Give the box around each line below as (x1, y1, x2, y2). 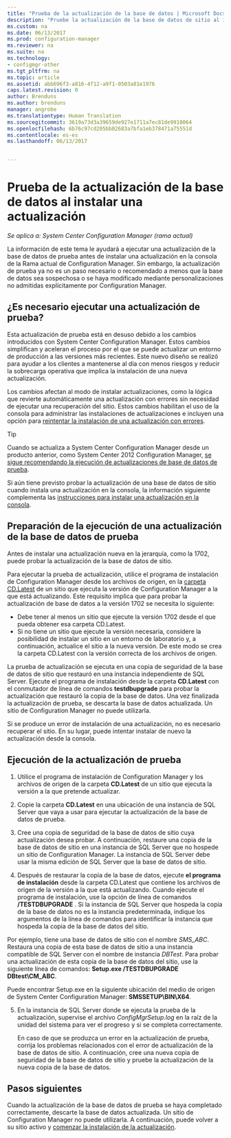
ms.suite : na (7, 49, 45, 56)
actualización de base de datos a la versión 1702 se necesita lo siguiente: (7, 599, 215, 607)
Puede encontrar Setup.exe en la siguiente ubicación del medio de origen (7, 985, 215, 994)
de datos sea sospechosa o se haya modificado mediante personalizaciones (7, 274, 223, 283)
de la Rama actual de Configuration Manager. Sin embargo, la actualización (7, 259, 220, 268)
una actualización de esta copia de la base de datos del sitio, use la (7, 957, 198, 965)
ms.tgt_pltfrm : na (7, 67, 60, 74)
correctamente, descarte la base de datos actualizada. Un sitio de (7, 1108, 194, 1117)
